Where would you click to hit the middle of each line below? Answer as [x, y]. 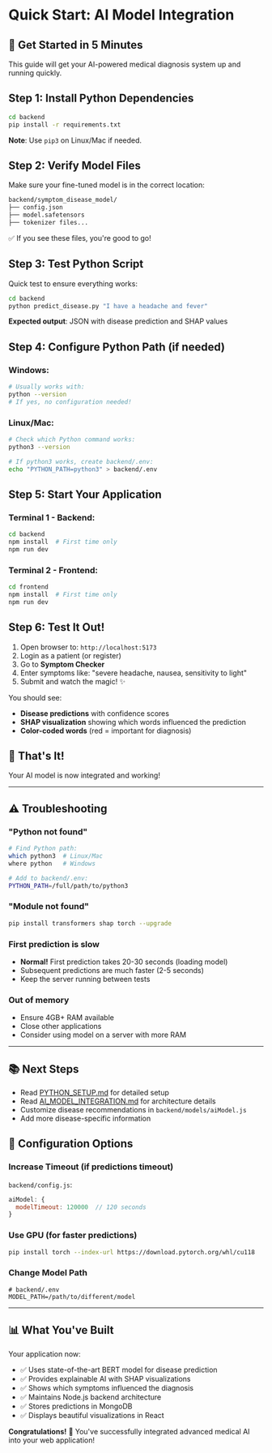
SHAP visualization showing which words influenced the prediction [133, 722]
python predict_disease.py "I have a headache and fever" [108, 306]
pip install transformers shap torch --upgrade [90, 923]
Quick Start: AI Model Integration [121, 15]
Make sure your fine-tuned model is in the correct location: [106, 185]
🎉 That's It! [36, 756]
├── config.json [36, 208]
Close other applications [61, 1027]
